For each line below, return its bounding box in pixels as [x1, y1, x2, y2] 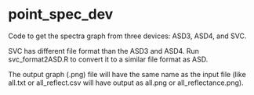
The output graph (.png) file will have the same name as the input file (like [8, 69, 247, 79]
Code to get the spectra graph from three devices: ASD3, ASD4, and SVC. [8, 31, 247, 40]
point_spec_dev [8, 5, 114, 23]
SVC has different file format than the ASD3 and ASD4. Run [8, 46, 200, 55]
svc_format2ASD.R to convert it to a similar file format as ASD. [8, 55, 209, 64]
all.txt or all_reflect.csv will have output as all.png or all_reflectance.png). [8, 78, 245, 87]
